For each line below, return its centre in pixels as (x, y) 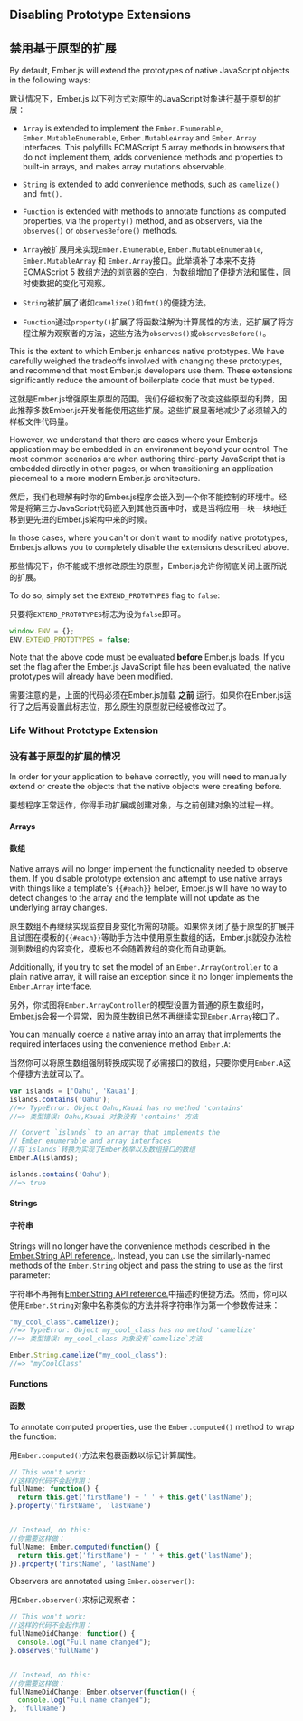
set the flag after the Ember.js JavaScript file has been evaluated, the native (150, 666)
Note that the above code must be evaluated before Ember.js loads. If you (147, 657)
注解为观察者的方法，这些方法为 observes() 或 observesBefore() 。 (151, 334)
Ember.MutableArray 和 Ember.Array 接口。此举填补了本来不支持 (139, 261)
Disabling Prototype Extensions (100, 15)
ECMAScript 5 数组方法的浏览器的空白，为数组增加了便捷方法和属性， (152, 272)
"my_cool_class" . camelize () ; (64, 1322)
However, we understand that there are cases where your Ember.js (133, 440)
